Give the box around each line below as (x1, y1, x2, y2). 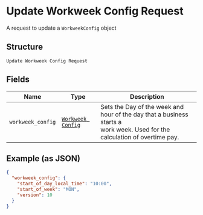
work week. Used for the (100, 125, 170, 134)
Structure (6, 42, 43, 52)
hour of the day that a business (100, 110, 188, 119)
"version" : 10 (17, 192, 53, 198)
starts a (100, 117, 122, 126)
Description (129, 92, 164, 101)
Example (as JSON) (6, 153, 80, 164)
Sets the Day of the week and (100, 102, 184, 111)
